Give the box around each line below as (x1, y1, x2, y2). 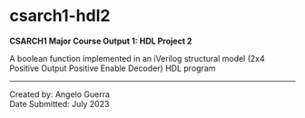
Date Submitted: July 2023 (9, 98, 110, 109)
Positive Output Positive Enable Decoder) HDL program (9, 63, 216, 74)
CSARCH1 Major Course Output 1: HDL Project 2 (9, 35, 192, 46)
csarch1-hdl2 (9, 5, 111, 26)
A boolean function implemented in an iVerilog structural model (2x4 (9, 53, 265, 64)
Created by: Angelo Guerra (9, 88, 111, 100)
